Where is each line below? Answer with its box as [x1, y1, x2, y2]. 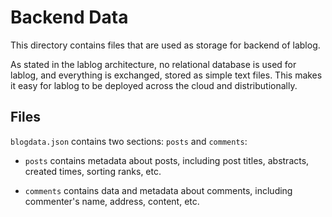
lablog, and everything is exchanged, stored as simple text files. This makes [10, 69, 323, 81]
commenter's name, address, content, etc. [24, 195, 200, 207]
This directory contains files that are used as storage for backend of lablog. [10, 39, 321, 51]
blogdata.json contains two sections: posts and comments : [10, 135, 248, 147]
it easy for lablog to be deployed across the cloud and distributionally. [10, 79, 298, 91]
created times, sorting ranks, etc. [24, 165, 162, 177]
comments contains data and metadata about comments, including [24, 184, 293, 196]
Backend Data [10, 6, 129, 29]
